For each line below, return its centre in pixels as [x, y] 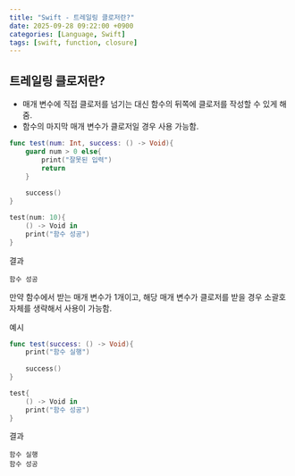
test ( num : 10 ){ [38, 218]
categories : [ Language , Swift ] [67, 34]
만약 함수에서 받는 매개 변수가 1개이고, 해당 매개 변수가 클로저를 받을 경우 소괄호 [147, 296]
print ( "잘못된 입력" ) [77, 160]
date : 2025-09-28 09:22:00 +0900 [72, 26]
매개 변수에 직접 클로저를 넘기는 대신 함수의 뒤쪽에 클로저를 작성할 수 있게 [150, 104]
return [54, 168]
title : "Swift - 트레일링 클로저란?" [72, 17]
